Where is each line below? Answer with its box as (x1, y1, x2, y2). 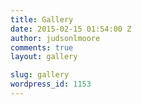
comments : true (10, 42, 74, 53)
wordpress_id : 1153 (10, 79, 92, 90)
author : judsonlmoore (10, 33, 101, 43)
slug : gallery (10, 70, 70, 80)
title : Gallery (10, 14, 74, 25)
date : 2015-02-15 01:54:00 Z (10, 24, 132, 34)
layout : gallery (10, 52, 78, 62)
